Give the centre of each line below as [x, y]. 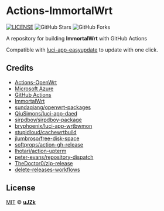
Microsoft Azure [34, 89]
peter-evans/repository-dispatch [54, 157]
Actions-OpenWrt [36, 82]
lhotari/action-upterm [40, 151]
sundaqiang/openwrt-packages [53, 107]
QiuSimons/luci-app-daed [46, 113]
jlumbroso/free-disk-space [47, 138]
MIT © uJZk [21, 202]
